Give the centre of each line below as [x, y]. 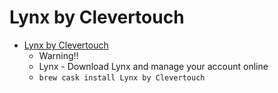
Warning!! [58, 55]
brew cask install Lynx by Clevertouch [122, 77]
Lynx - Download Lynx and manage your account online [153, 66]
